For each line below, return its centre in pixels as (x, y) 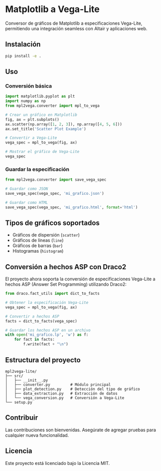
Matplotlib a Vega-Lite (52, 9)
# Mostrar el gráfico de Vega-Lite (42, 152)
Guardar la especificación (37, 169)
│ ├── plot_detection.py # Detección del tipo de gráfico (73, 389)
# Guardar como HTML (27, 202)
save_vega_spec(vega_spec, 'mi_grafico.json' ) (55, 193)
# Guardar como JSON (27, 189)
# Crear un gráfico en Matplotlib (41, 115)
